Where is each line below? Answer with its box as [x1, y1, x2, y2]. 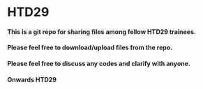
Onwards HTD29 [7, 75, 57, 83]
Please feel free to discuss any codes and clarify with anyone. [7, 59, 190, 67]
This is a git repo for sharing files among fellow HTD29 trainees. [7, 27, 197, 35]
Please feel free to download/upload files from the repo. [7, 43, 173, 52]
